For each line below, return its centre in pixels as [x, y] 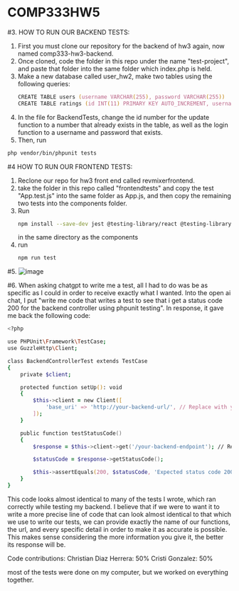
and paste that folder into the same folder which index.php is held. [115, 68]
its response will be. [37, 544]
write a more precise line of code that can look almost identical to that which [119, 514]
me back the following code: [49, 316]
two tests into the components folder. [73, 203]
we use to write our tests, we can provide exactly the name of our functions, [119, 522]
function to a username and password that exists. [90, 132]
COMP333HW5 [54, 12]
